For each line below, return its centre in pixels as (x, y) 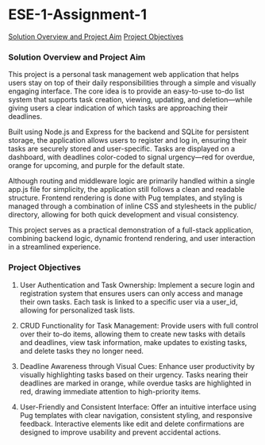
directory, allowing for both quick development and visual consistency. (124, 215)
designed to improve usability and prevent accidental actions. (120, 432)
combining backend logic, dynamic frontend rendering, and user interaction (132, 239)
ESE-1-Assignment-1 (77, 15)
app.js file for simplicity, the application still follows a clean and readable (127, 190)
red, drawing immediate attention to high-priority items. (110, 391)
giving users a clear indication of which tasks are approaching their (118, 108)
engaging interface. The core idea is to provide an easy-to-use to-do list (126, 91)
